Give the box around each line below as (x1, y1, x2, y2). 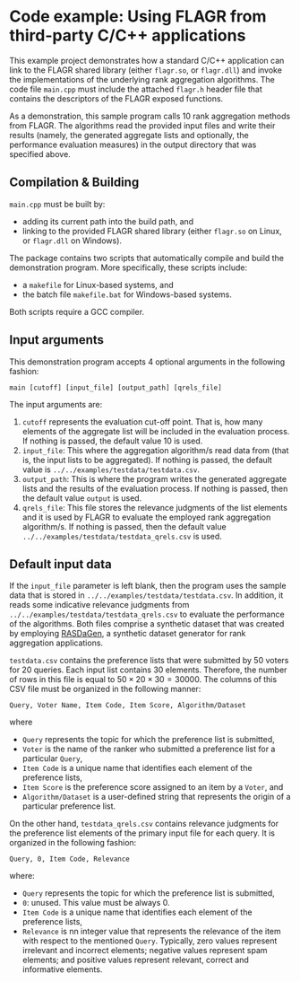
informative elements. (21, 964, 103, 975)
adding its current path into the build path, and (21, 215, 194, 226)
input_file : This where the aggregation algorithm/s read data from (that (21, 444, 289, 455)
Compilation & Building (9, 175, 140, 190)
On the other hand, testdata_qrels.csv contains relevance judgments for (9, 819, 279, 829)
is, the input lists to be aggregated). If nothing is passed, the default (21, 454, 273, 465)
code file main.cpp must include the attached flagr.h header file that (9, 83, 262, 94)
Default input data (9, 557, 112, 572)
